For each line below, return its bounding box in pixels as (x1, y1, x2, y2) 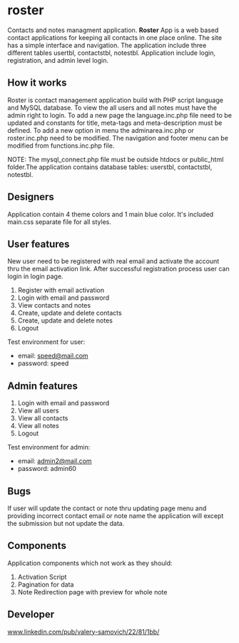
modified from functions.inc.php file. (7, 141, 115, 150)
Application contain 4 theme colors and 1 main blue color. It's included (7, 210, 214, 218)
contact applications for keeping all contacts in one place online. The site (7, 33, 223, 41)
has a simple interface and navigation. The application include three (7, 41, 207, 49)
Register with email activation (17, 286, 105, 295)
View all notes (17, 422, 59, 430)
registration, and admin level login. (7, 56, 109, 64)
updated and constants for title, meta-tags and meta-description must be (7, 118, 223, 127)
